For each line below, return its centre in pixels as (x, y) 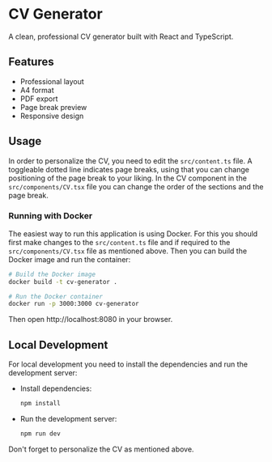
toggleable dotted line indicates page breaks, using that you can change (129, 169)
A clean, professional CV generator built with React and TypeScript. (121, 36)
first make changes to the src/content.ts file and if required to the (119, 242)
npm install (40, 404)
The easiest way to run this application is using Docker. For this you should (133, 233)
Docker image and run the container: (70, 259)
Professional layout (52, 81)
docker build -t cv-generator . (63, 282)
